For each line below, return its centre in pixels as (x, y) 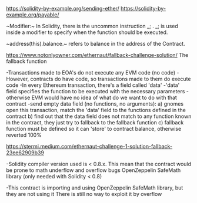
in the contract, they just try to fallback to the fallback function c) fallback (95, 122)
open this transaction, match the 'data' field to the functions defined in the (96, 110)
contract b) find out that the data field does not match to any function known (99, 116)
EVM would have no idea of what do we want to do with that (104, 97)
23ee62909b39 (25, 153)
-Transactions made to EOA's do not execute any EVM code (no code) (91, 72)
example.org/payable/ (33, 15)
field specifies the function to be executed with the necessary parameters (96, 91)
